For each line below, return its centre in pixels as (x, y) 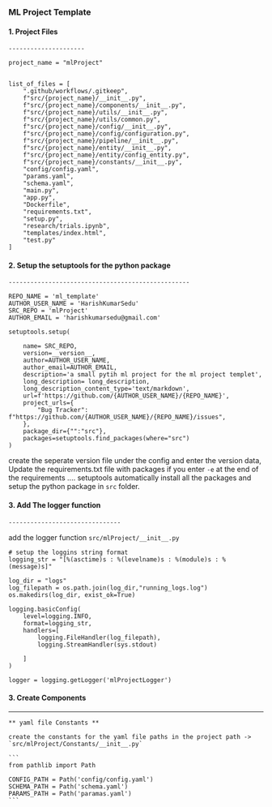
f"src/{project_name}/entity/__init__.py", (98, 148)
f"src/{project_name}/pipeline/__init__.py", (101, 141)
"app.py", (40, 198)
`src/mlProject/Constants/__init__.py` (76, 744)
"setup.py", (43, 219)
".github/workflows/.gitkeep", (76, 92)
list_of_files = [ (39, 84)
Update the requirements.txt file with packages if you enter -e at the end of (134, 470)
